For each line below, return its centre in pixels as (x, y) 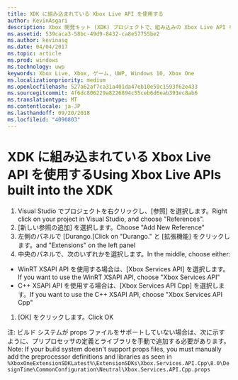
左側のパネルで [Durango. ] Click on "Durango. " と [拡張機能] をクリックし (124, 236)
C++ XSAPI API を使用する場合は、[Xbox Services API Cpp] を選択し (118, 286)
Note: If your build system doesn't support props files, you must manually (114, 349)
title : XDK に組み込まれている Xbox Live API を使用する (86, 14)
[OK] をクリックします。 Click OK (66, 317)
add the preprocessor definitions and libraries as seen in (90, 357)
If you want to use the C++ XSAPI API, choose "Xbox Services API (126, 294)
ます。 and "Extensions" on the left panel (76, 245)
